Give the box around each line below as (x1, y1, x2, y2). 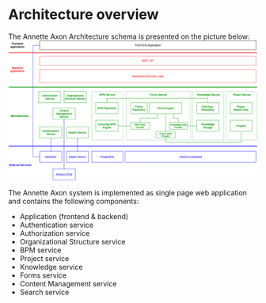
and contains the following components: (8, 196, 139, 206)
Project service (19, 254, 70, 263)
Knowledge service (19, 263, 83, 272)
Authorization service (19, 229, 90, 238)
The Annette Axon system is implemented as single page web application (8, 188, 248, 198)
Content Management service (19, 279, 117, 289)
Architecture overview (8, 6, 159, 24)
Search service (19, 287, 70, 297)
